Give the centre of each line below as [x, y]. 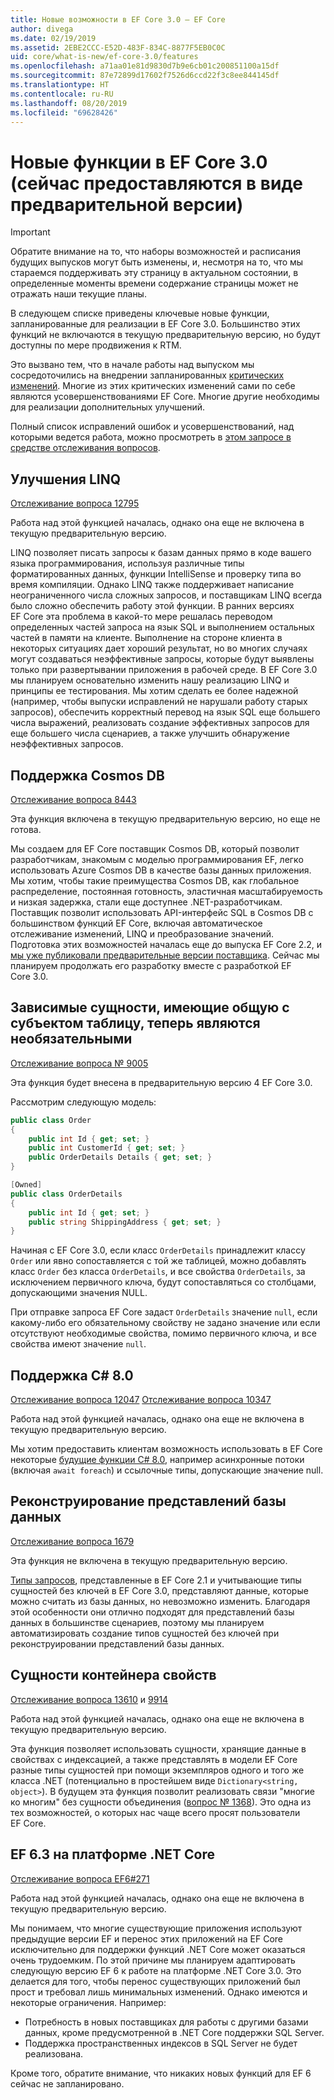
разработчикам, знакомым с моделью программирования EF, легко [157, 859]
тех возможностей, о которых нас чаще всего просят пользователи [155, 1812]
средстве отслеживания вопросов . [85, 448]
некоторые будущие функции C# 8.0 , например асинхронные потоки [157, 1460]
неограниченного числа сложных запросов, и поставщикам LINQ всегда [166, 595]
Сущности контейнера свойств [113, 1675]
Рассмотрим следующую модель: [83, 1102]
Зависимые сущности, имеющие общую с [150, 1007]
